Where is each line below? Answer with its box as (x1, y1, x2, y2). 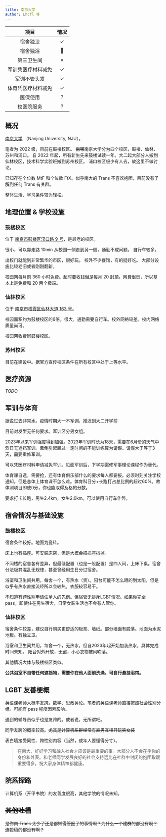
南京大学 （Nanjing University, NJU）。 (5, 136, 83, 142)
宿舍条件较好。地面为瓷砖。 (5, 539, 62, 545)
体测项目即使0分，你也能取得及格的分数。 (5, 485, 90, 491)
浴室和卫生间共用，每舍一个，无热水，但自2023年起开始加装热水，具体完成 (5, 642, 159, 649)
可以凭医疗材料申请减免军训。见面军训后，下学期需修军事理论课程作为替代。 (5, 462, 161, 468)
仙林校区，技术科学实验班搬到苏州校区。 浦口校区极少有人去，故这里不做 (5, 158, 154, 164)
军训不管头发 (15, 75, 45, 82)
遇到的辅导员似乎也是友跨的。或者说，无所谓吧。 (5, 717, 105, 723)
